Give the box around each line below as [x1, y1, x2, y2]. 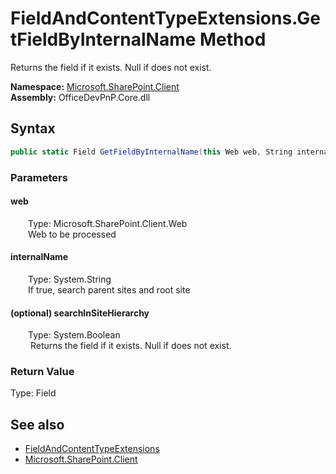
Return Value [10, 365, 75, 379]
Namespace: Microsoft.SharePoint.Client [10, 80, 180, 92]
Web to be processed [28, 228, 117, 240]
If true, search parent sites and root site [28, 283, 191, 296]
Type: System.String [28, 273, 112, 285]
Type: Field [10, 387, 57, 399]
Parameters [10, 170, 68, 184]
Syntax [10, 120, 56, 137]
